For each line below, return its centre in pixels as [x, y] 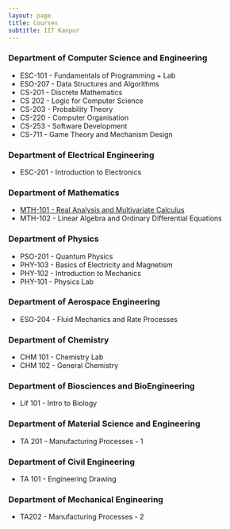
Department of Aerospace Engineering [84, 302]
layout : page [30, 15]
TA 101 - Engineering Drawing [68, 479]
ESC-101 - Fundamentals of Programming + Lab [98, 75]
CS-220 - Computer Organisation [74, 117]
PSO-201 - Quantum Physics [66, 256]
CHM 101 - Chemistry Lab [61, 357]
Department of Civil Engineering [71, 462]
